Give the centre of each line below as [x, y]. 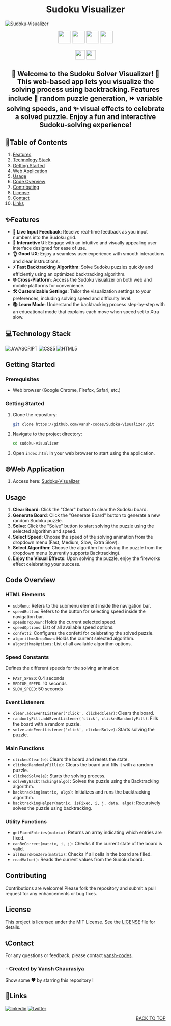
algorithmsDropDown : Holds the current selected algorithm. [74, 638]
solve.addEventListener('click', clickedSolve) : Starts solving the [83, 730]
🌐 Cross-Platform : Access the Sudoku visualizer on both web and [82, 279]
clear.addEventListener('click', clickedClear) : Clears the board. [83, 713]
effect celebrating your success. [47, 564]
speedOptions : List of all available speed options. [63, 627]
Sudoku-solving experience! [85, 125]
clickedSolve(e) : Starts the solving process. [59, 776]
